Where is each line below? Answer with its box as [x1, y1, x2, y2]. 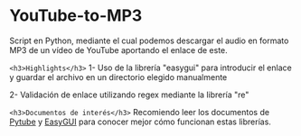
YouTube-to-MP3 [9, 5, 143, 26]
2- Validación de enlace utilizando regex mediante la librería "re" [9, 89, 249, 100]
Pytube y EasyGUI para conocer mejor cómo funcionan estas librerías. [9, 116, 271, 127]
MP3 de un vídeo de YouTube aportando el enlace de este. [9, 44, 228, 55]
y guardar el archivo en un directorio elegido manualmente [9, 71, 228, 82]
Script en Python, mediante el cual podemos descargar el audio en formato [9, 35, 289, 46]
